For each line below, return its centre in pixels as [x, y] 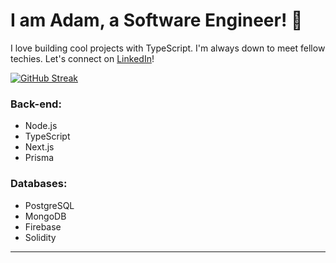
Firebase [43, 226]
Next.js [39, 147]
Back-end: [36, 104]
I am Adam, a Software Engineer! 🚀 [156, 20]
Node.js [41, 126]
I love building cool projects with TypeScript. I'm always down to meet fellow [168, 48]
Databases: [39, 184]
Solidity [40, 237]
